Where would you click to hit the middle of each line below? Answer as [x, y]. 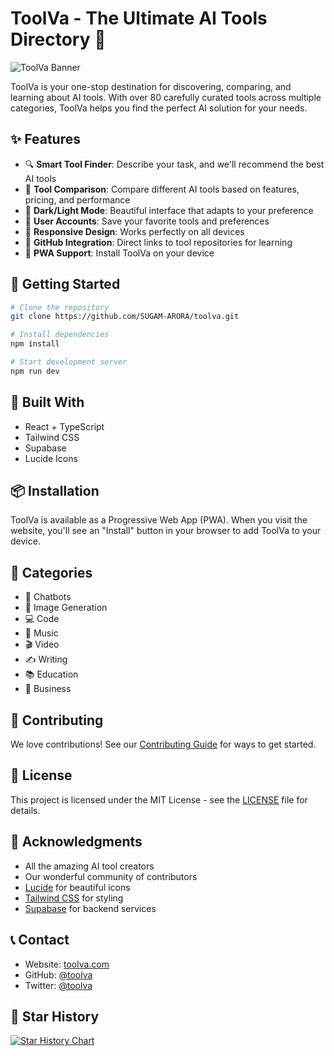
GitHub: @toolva [58, 974]
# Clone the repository [60, 307]
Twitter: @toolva [58, 985]
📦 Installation [55, 491]
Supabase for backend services [90, 908]
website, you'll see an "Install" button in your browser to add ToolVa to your [166, 531]
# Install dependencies [60, 335]
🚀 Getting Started [65, 284]
